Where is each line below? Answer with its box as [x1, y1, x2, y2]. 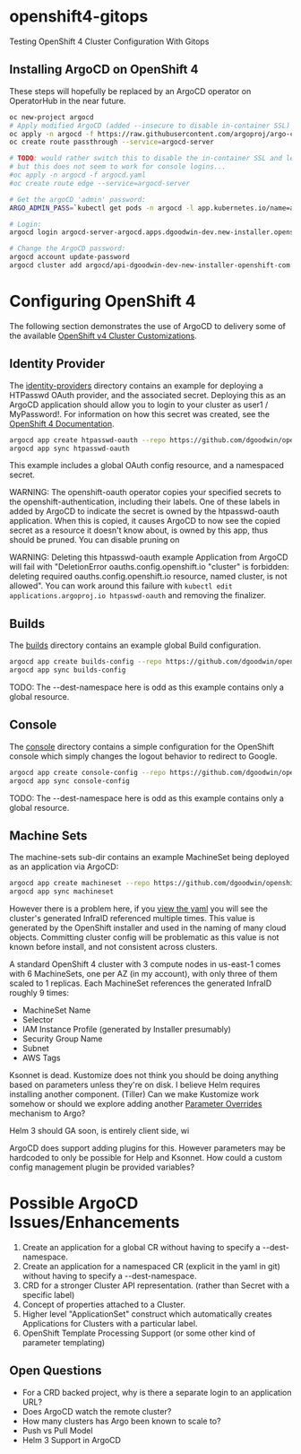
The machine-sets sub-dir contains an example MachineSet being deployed [9, 852, 289, 863]
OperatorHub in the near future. [9, 95, 126, 106]
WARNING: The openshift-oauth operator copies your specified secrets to [9, 487, 282, 498]
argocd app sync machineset [9, 887, 115, 896]
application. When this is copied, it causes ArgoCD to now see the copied [9, 516, 280, 527]
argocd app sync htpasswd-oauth [9, 444, 130, 453]
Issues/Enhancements [9, 1213, 180, 1232]
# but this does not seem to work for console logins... [9, 162, 227, 171]
